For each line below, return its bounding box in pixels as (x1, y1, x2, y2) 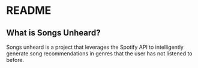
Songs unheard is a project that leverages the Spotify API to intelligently (6, 43, 184, 51)
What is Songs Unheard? (6, 28, 101, 38)
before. (6, 57, 25, 63)
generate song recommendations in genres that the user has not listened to (6, 50, 193, 57)
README (6, 4, 52, 17)
